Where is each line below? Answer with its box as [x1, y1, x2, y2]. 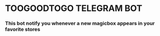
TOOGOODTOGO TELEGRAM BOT [5, 3, 143, 14]
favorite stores [5, 26, 40, 33]
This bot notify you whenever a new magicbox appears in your [5, 20, 155, 27]
